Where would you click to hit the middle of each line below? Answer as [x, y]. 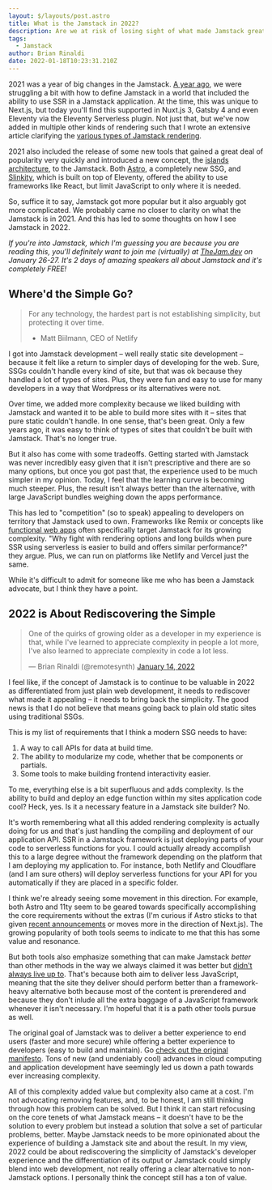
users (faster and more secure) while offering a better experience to [122, 1041]
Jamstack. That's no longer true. [63, 438]
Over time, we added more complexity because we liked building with [124, 404]
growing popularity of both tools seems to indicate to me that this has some [134, 933]
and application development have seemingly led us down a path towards [131, 1067]
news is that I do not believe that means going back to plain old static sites [132, 708]
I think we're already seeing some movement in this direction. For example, [133, 898]
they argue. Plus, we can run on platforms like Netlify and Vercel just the [129, 555]
